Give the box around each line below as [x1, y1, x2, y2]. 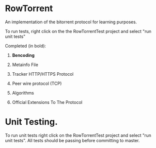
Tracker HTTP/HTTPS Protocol [12, 71, 74, 77]
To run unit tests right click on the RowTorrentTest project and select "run [5, 132, 152, 138]
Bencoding [12, 52, 35, 58]
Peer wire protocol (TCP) [12, 81, 62, 86]
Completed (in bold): [5, 43, 46, 49]
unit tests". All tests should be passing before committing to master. [5, 137, 140, 143]
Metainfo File [12, 62, 39, 67]
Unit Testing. [5, 116, 58, 128]
